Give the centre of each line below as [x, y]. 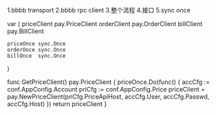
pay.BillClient [26, 31]
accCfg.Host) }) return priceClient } [57, 104]
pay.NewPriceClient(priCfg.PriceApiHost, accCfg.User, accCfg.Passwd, [108, 96]
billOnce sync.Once [37, 56]
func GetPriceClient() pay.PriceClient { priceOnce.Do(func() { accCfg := [109, 82]
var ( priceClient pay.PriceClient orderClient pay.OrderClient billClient [105, 24]
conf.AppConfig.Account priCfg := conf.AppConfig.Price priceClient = [106, 89]
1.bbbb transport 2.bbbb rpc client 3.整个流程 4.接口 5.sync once [99, 10]
